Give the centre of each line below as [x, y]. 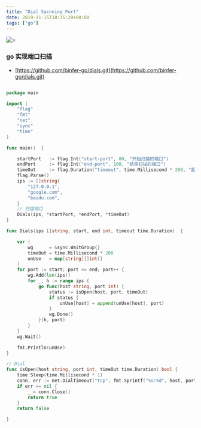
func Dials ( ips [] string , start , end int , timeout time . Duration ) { [95, 231]
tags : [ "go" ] [22, 23]
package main [22, 93]
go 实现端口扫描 [29, 56]
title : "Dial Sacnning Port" [42, 12]
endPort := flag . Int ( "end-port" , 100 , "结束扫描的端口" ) [92, 164]
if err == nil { [37, 386]
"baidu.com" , [44, 198]
